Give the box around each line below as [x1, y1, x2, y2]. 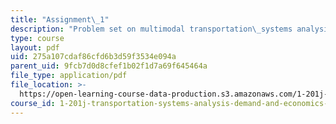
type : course [10, 33, 65, 43]
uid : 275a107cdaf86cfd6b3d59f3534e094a [10, 52, 177, 62]
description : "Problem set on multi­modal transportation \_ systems [10, 24, 293, 34]
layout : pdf [10, 42, 60, 53]
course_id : [10, 98, 56, 108]
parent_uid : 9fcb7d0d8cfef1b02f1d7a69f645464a [10, 61, 208, 71]
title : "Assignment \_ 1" [10, 14, 110, 25]
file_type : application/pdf [10, 71, 128, 81]
